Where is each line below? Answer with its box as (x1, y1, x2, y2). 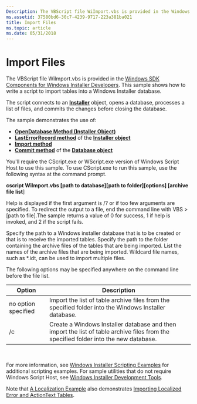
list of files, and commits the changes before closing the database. (6, 105, 167, 112)
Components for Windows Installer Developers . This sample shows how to (6, 82, 186, 89)
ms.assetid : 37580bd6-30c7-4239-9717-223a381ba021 (6, 14, 133, 20)
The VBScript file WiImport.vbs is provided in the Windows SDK (6, 75, 160, 82)
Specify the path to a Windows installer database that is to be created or (6, 230, 181, 237)
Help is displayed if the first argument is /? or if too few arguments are (6, 200, 175, 207)
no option (9, 300, 35, 308)
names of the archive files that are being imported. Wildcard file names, (6, 248, 179, 255)
